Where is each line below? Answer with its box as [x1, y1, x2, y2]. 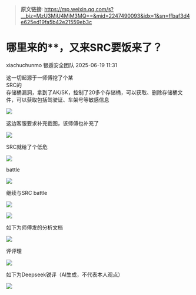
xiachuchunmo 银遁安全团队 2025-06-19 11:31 [6, 61, 118, 68]
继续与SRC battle [6, 189, 48, 196]
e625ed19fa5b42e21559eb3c [20, 19, 92, 25]
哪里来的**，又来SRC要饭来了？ [6, 41, 163, 55]
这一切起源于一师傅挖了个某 [6, 74, 74, 81]
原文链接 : [20, 6, 43, 12]
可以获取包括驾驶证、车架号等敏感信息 [16, 96, 109, 103]
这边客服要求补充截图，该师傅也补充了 [6, 120, 99, 127]
